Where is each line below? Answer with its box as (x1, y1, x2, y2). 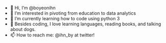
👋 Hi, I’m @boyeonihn (10, 5, 56, 11)
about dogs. (10, 26, 36, 32)
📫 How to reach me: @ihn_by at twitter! (10, 32, 95, 38)
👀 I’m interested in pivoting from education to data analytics (10, 10, 136, 16)
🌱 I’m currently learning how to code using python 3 (10, 16, 120, 21)
